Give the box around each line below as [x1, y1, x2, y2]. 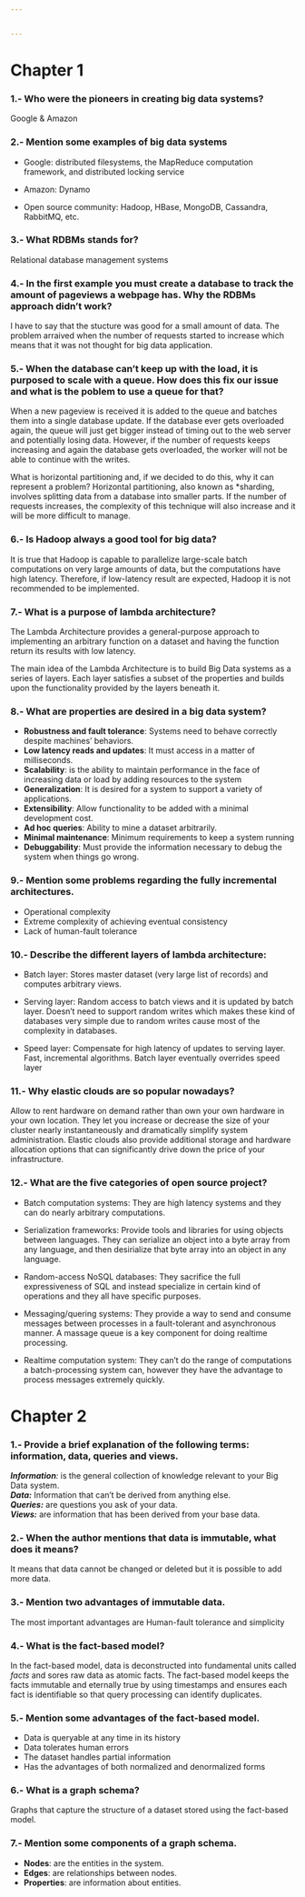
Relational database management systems [10, 254, 169, 265]
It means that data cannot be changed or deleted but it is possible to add [10, 1563, 282, 1574]
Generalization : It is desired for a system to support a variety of [23, 784, 262, 795]
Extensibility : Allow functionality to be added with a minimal [23, 803, 249, 814]
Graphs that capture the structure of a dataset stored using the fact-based [10, 1804, 289, 1815]
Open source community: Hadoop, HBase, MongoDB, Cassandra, [23, 201, 269, 212]
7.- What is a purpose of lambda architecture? [10, 606, 217, 618]
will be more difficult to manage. [10, 510, 131, 521]
